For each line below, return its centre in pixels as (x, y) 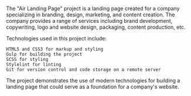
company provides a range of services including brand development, (89, 21)
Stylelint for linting (34, 64)
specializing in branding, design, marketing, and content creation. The (91, 15)
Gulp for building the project (44, 54)
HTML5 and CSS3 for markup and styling (55, 49)
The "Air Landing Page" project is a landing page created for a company (93, 8)
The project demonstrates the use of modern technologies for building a (93, 80)
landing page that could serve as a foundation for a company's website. (93, 87)
